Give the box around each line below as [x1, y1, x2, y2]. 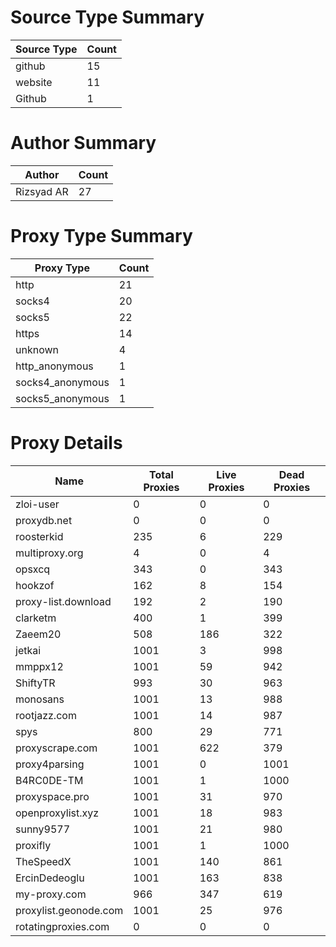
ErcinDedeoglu [15, 871, 85, 885]
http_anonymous [15, 359, 94, 373]
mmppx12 [15, 659, 64, 673]
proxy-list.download [15, 594, 112, 608]
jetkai [15, 643, 42, 657]
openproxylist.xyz [15, 806, 100, 820]
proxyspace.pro [15, 789, 90, 803]
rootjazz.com [15, 708, 77, 722]
